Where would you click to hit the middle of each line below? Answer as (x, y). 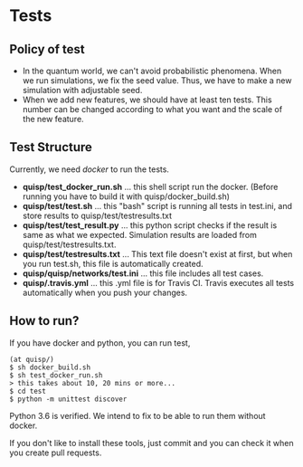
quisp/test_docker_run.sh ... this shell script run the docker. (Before (150, 186)
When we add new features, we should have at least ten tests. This (147, 100)
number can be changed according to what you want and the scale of (152, 109)
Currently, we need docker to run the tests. (90, 169)
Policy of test (47, 49)
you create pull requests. (56, 453)
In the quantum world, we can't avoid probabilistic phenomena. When (152, 71)
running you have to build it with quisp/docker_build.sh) (126, 196)
